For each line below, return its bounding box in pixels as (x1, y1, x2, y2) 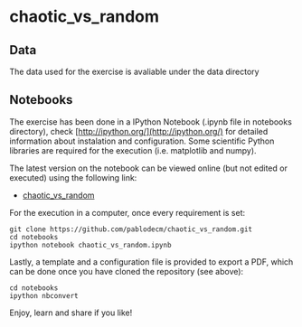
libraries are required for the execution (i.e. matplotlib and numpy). (9, 145, 257, 155)
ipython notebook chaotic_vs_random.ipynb (9, 240, 172, 249)
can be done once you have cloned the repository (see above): (9, 266, 244, 276)
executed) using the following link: (9, 172, 137, 182)
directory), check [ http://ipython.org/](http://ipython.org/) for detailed (9, 126, 269, 136)
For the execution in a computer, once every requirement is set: (9, 207, 246, 218)
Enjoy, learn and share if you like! (9, 307, 133, 318)
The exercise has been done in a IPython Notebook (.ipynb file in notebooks (9, 116, 292, 127)
